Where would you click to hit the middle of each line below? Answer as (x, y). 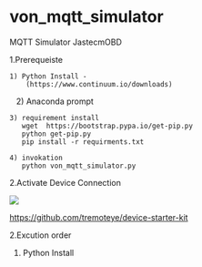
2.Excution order (40, 235)
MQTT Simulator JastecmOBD (66, 42)
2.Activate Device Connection (65, 182)
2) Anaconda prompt (55, 101)
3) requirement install (55, 118)
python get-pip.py (56, 134)
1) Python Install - (49, 76)
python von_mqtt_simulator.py (79, 166)
